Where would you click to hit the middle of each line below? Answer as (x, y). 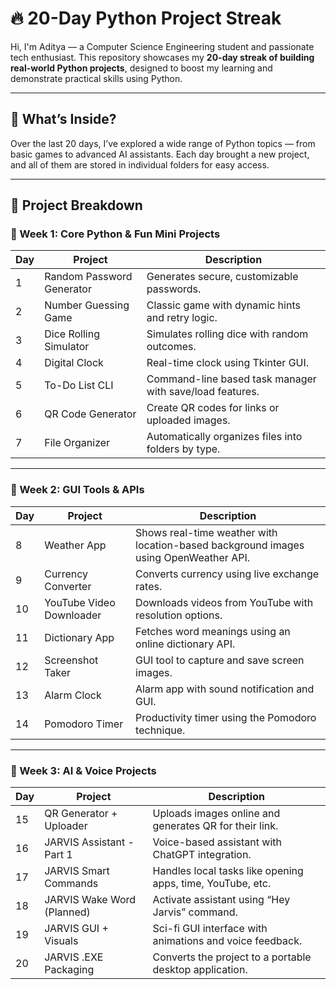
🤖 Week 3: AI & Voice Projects (83, 770)
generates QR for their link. (215, 826)
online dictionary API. (185, 644)
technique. (160, 730)
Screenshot (71, 660)
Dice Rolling (72, 334)
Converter (68, 586)
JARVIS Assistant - (89, 842)
